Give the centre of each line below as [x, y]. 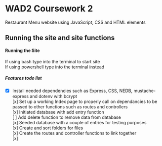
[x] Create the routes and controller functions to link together [74, 133]
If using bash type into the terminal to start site [53, 61]
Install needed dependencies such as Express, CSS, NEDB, [72, 91]
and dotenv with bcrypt [53, 96]
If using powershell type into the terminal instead [55, 67]
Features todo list [23, 78]
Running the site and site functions [60, 38]
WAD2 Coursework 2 [49, 9]
